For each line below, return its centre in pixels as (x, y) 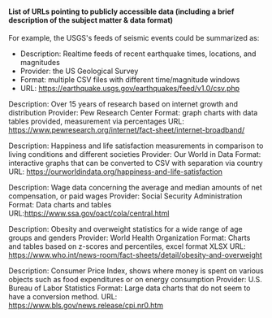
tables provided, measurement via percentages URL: (96, 121)
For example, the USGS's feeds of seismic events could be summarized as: (134, 38)
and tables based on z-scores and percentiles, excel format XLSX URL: (127, 246)
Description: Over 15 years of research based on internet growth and (123, 104)
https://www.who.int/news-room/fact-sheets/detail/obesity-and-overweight (135, 255)
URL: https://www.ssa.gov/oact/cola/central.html (89, 213)
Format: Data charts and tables (60, 205)
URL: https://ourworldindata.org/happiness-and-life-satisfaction (116, 172)
